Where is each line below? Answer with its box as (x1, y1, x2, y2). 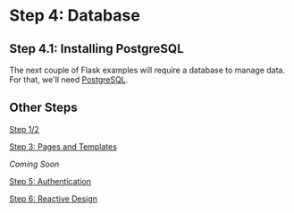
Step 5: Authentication (9, 175, 92, 186)
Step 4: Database (9, 5, 140, 26)
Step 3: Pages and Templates (9, 141, 118, 152)
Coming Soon (9, 158, 60, 169)
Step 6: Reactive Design (9, 193, 98, 204)
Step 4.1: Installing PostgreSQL (9, 41, 185, 56)
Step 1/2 (9, 124, 40, 134)
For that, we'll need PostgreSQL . (9, 74, 129, 85)
